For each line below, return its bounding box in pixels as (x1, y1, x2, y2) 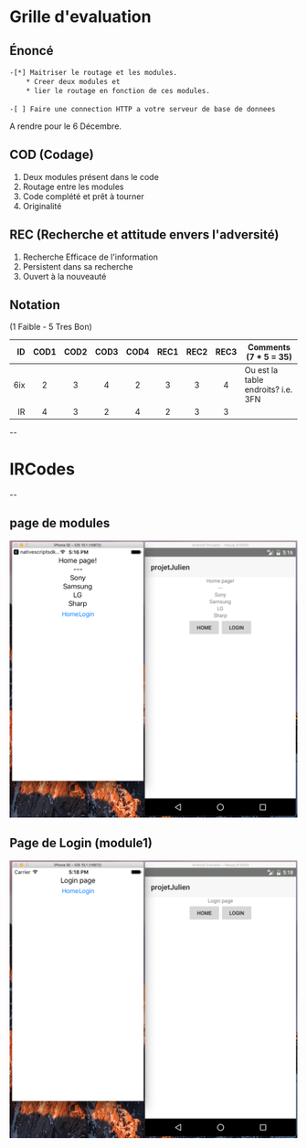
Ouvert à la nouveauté (22, 271, 107, 282)
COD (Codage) (9, 147, 94, 163)
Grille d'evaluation (9, 6, 152, 27)
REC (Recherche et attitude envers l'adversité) (9, 227, 280, 243)
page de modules (9, 516, 111, 531)
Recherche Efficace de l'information (22, 251, 158, 262)
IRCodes (9, 459, 76, 480)
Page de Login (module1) (9, 835, 153, 851)
